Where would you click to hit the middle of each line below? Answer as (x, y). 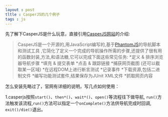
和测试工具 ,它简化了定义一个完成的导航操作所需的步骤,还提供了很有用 (90, 51)
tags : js (16, 19)
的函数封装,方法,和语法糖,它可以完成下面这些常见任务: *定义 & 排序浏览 (90, 57)
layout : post (20, 10)
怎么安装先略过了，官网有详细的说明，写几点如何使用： (62, 86)
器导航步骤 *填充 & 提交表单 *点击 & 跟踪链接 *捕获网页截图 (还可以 (87, 63)
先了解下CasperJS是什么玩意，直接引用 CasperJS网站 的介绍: (68, 34)
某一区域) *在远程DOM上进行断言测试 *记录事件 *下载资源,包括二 (89, 69)
